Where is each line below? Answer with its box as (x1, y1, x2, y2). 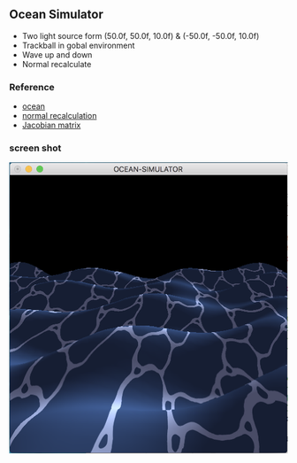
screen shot (9, 142, 62, 154)
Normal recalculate (21, 58, 92, 69)
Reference (9, 81, 55, 93)
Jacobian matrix (21, 120, 81, 131)
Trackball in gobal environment (21, 40, 135, 50)
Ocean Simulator (9, 7, 103, 22)
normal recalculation (21, 111, 97, 121)
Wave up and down (21, 49, 93, 60)
